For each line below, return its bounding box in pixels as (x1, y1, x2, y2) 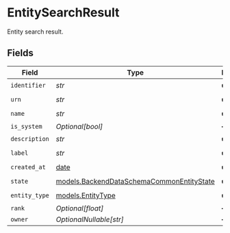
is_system (10, 122, 42, 130)
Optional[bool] (55, 121, 103, 131)
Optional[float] (55, 204, 104, 213)
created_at (10, 163, 46, 171)
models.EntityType (55, 191, 116, 200)
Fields (7, 47, 34, 59)
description (10, 135, 50, 143)
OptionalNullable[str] (55, 214, 125, 224)
